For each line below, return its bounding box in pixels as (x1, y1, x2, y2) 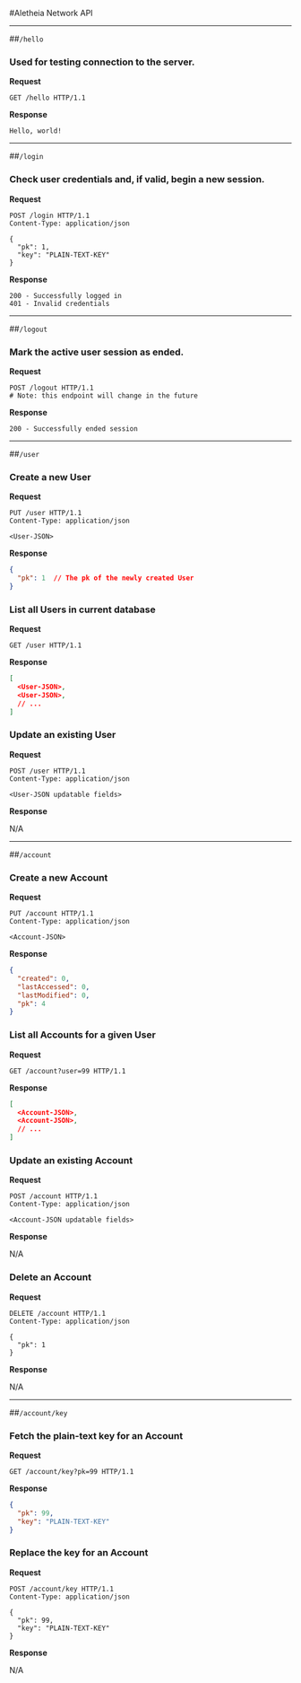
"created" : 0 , (17, 974, 70, 983)
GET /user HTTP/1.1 (9, 641, 82, 650)
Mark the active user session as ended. (9, 346, 185, 358)
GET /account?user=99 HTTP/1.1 (9, 1066, 126, 1075)
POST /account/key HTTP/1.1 (9, 1584, 115, 1593)
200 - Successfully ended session (9, 424, 139, 434)
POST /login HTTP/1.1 (9, 211, 90, 220)
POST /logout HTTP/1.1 (9, 383, 94, 392)
